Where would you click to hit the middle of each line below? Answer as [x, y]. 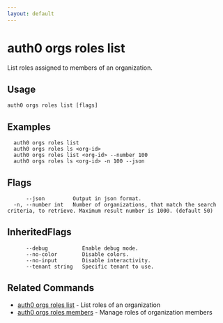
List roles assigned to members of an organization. [80, 68]
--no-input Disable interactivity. [88, 260]
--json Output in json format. [83, 199]
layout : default [31, 14]
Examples [29, 127]
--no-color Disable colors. [77, 254]
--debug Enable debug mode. [82, 248]
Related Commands [51, 288]
